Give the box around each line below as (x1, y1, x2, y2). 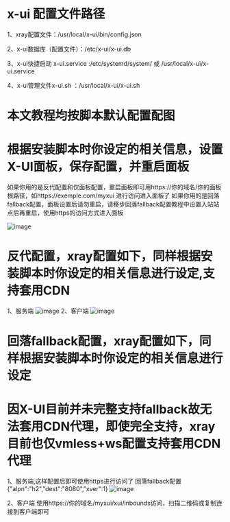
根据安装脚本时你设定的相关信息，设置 (7, 142, 224, 158)
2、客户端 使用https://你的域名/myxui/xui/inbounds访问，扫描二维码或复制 (7, 499, 217, 508)
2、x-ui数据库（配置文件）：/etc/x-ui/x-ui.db (7, 45, 131, 53)
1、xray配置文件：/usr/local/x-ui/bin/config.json (7, 30, 142, 38)
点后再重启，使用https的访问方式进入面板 (7, 209, 124, 217)
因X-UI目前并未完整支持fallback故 (7, 402, 200, 417)
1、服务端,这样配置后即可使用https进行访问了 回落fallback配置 (7, 477, 181, 486)
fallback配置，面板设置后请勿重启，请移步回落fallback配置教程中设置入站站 (7, 200, 220, 209)
